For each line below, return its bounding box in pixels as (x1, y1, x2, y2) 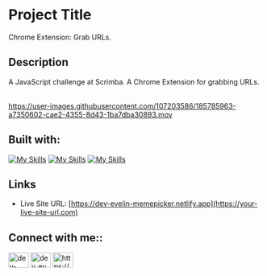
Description (8, 56, 69, 69)
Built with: (8, 133, 60, 146)
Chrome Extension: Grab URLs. (8, 32, 111, 42)
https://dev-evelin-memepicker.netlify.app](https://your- (71, 199, 258, 208)
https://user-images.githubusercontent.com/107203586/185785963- (8, 101, 236, 110)
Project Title (8, 6, 92, 24)
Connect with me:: (8, 231, 103, 245)
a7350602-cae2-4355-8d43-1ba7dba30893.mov (8, 109, 173, 119)
